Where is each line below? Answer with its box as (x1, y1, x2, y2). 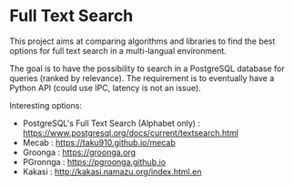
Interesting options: (9, 99, 83, 110)
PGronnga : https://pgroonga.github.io (22, 156, 167, 167)
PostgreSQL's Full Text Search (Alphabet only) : (22, 118, 201, 129)
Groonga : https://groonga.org (22, 147, 137, 158)
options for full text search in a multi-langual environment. (9, 45, 228, 56)
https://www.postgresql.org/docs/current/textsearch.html (22, 127, 239, 138)
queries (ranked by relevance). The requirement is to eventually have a (9, 72, 275, 83)
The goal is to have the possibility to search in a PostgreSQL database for (9, 63, 285, 74)
